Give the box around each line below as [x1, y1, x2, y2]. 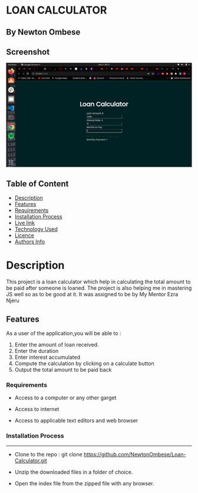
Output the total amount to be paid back [14, 366, 112, 373]
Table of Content [6, 178, 69, 188]
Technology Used [14, 226, 58, 233]
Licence [14, 232, 34, 239]
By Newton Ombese [6, 27, 81, 37]
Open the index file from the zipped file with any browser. [14, 479, 154, 487]
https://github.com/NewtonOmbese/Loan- [83, 451, 186, 458]
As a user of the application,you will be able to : [6, 329, 121, 336]
